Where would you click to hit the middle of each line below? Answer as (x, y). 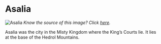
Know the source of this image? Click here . (67, 22)
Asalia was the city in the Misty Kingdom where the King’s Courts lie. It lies (81, 32)
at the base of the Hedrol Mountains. (42, 37)
